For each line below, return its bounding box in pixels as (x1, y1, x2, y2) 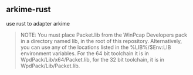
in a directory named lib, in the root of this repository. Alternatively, (20, 37, 182, 44)
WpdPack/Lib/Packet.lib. (20, 62, 80, 69)
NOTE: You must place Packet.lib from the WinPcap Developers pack (20, 31, 188, 38)
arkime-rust (6, 5, 51, 15)
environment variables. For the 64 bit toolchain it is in (20, 49, 150, 57)
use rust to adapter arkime (6, 20, 70, 27)
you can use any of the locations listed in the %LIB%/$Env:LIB (20, 44, 171, 51)
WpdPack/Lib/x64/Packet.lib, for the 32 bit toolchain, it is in (20, 56, 165, 63)
